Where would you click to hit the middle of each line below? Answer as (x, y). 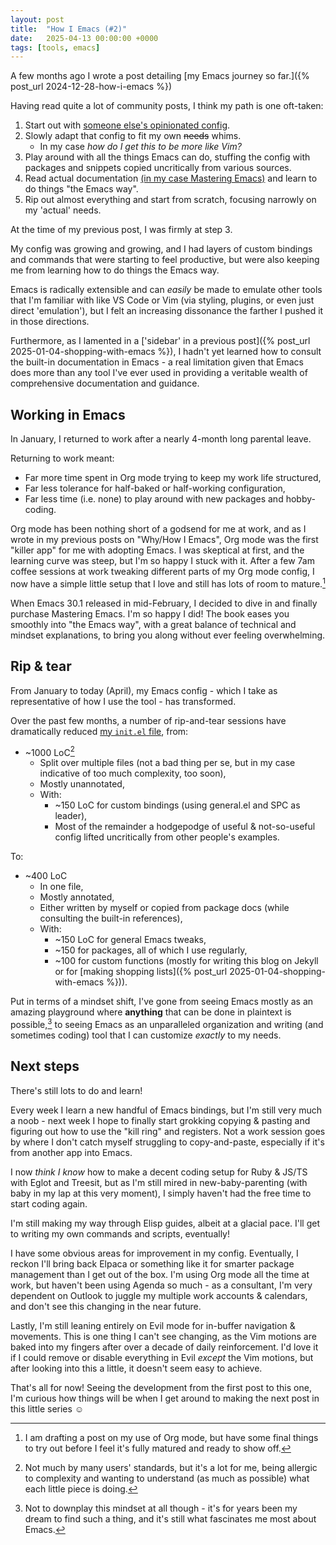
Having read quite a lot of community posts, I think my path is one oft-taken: (167, 106)
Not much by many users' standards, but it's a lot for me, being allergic (171, 1467)
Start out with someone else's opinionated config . (127, 125)
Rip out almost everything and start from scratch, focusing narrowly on (170, 200)
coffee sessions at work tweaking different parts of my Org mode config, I (162, 572)
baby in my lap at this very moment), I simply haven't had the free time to (161, 1193)
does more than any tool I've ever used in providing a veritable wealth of (159, 373)
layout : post (37, 19)
